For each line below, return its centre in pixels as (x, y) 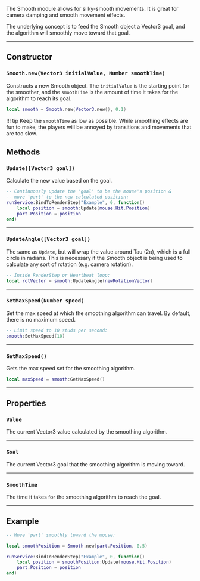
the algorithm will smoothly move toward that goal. (68, 33)
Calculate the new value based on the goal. (59, 181)
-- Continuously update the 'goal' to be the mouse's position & (89, 191)
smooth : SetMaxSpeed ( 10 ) (36, 336)
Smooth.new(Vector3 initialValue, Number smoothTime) (86, 73)
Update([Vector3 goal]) (41, 168)
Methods (23, 152)
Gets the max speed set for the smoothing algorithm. (71, 368)
